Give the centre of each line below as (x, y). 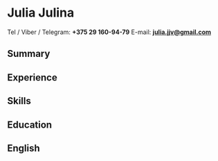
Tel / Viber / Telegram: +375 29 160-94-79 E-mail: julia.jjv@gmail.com (109, 32)
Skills (19, 101)
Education (30, 125)
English (24, 148)
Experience (32, 77)
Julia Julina (41, 13)
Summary (29, 54)
